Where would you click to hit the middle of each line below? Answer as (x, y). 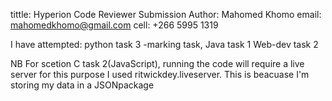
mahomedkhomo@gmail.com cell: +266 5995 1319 (114, 25)
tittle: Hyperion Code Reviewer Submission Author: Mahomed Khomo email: (166, 14)
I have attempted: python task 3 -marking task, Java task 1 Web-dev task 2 (164, 44)
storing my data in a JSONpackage (82, 85)
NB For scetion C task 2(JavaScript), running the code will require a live (157, 63)
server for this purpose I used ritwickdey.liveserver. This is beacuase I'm (160, 74)
